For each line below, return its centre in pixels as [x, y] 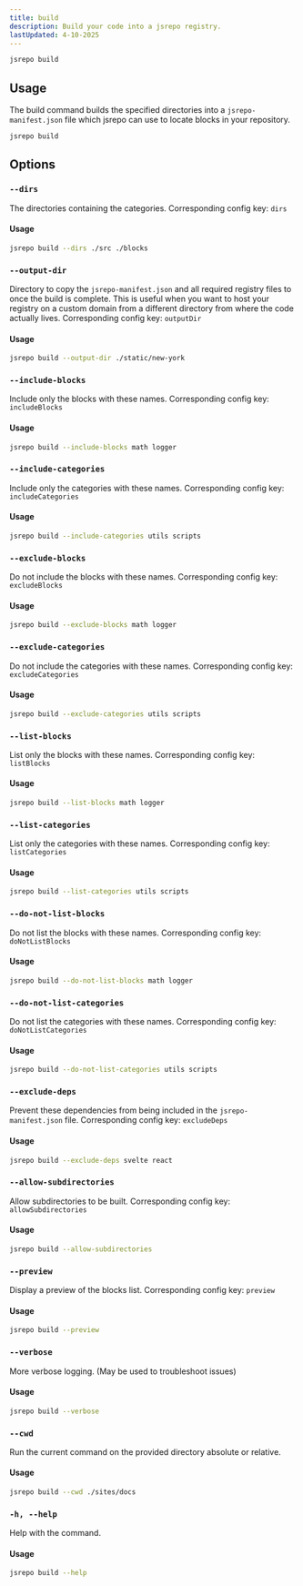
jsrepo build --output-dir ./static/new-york [97, 359]
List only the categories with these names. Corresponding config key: [140, 844]
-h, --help [33, 1514]
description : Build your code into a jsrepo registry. [116, 26]
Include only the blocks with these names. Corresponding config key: [140, 399]
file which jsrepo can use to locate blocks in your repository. [178, 120]
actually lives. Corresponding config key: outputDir [106, 318]
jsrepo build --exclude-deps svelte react [91, 1160]
